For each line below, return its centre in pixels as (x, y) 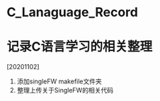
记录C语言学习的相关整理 (80, 47)
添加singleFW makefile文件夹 (59, 81)
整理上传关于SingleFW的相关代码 (65, 90)
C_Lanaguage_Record (73, 12)
